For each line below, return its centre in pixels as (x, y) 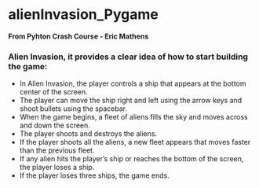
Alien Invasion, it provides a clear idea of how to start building (128, 57)
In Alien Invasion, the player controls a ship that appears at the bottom (133, 83)
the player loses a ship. (57, 168)
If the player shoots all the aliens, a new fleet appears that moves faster (135, 142)
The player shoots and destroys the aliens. (88, 134)
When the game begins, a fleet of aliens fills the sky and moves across (134, 117)
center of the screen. (53, 92)
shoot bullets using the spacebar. (73, 109)
